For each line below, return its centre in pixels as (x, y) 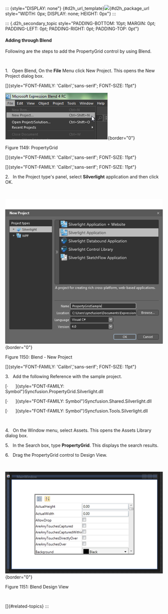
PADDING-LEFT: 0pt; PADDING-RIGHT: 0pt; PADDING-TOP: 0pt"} (72, 29)
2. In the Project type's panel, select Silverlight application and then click (82, 177)
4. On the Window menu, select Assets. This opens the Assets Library (78, 430)
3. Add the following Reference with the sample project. (64, 376)
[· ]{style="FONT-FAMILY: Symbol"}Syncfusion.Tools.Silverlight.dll (77, 411)
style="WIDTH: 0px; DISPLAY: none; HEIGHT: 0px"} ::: (61, 14)
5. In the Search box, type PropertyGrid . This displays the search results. (82, 445)
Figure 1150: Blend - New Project (39, 357)
